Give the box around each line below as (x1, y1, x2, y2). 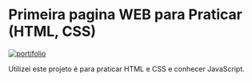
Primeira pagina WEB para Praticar (8, 6, 242, 24)
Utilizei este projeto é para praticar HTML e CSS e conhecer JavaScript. (8, 64, 246, 73)
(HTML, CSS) (8, 22, 97, 40)
